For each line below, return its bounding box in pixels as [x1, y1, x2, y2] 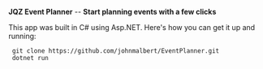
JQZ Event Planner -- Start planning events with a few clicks [8, 7, 217, 16]
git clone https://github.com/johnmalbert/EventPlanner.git [11, 47, 220, 55]
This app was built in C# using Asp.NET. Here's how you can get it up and [8, 23, 256, 32]
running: [8, 32, 37, 41]
